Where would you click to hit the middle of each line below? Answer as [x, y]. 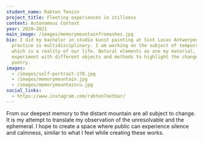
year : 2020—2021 [27, 29]
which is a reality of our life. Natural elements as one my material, [104, 51]
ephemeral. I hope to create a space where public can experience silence [98, 126]
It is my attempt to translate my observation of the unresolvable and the [95, 120]
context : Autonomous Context [43, 23]
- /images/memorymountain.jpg [50, 79]
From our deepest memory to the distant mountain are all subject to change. [101, 113]
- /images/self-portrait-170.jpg [54, 74]
